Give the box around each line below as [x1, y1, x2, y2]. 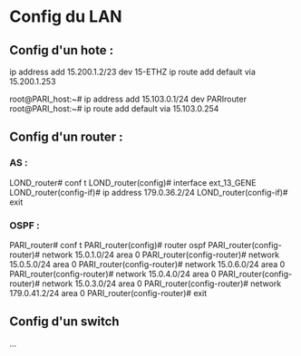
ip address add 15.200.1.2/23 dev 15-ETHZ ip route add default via [9, 66, 256, 77]
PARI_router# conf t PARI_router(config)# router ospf [9, 239, 207, 250]
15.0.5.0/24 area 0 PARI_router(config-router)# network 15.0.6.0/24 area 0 [9, 258, 286, 269]
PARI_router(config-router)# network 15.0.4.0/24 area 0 [9, 268, 217, 279]
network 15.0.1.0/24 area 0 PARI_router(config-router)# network [42, 249, 279, 260]
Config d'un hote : [9, 43, 114, 58]
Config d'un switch [9, 314, 120, 330]
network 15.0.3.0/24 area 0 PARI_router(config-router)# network [42, 278, 282, 289]
